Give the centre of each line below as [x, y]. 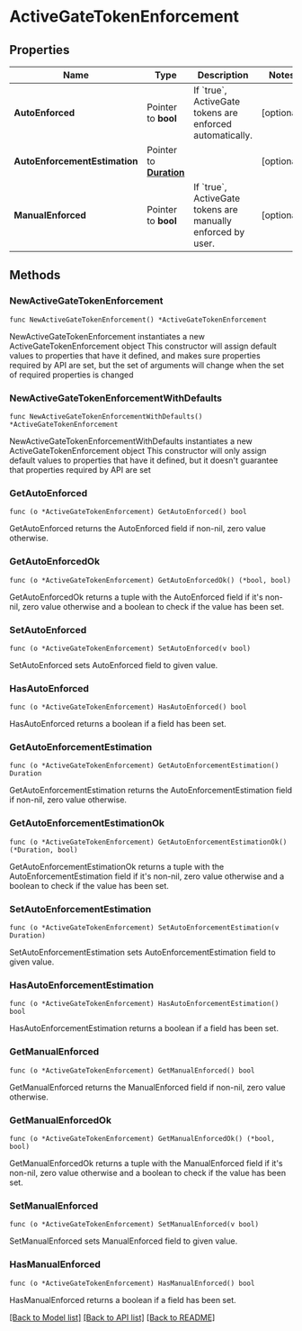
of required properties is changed [71, 375]
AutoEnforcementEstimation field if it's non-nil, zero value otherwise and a [147, 876]
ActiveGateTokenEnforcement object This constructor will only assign [138, 450]
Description [223, 75]
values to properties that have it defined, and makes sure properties [135, 355]
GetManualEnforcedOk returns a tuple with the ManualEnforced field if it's [146, 1163]
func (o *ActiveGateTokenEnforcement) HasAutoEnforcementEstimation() [144, 1004]
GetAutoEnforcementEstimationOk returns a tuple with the [117, 866]
